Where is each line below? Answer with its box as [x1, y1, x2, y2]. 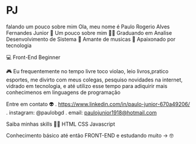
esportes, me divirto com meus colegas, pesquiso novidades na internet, [6, 76, 183, 83]
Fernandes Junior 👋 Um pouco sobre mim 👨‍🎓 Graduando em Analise [6, 29, 172, 36]
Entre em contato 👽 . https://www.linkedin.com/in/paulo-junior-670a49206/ [6, 100, 190, 107]
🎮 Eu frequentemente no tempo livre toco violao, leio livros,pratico [6, 67, 169, 74]
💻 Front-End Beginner [6, 54, 61, 61]
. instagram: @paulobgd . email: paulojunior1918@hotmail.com [6, 109, 157, 116]
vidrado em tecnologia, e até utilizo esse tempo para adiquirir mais [6, 82, 168, 89]
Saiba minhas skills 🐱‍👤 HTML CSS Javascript [6, 120, 115, 127]
